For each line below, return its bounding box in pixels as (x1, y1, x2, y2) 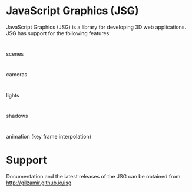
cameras (6, 71, 28, 78)
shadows (6, 112, 28, 119)
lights (6, 92, 19, 99)
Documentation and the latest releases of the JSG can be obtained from (6, 173, 181, 180)
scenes (6, 50, 24, 58)
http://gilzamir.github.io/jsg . (6, 179, 74, 186)
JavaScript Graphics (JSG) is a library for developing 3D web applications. (6, 23, 187, 31)
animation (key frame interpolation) (6, 133, 91, 140)
